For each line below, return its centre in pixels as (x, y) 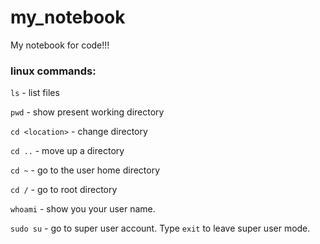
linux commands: (53, 71)
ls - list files (35, 93)
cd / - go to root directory (64, 190)
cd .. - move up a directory (67, 151)
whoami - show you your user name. (83, 209)
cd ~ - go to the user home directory (85, 170)
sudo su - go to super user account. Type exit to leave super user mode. (160, 228)
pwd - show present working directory (87, 112)
